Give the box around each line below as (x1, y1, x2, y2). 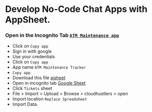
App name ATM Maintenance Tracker (12, 64, 86, 70)
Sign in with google (12, 48, 52, 54)
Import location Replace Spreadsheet (12, 96, 87, 102)
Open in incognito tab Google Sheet (12, 80, 86, 86)
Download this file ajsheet (12, 75, 66, 81)
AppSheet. (5, 14, 51, 25)
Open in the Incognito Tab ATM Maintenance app (5, 32, 119, 39)
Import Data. (12, 101, 38, 108)
